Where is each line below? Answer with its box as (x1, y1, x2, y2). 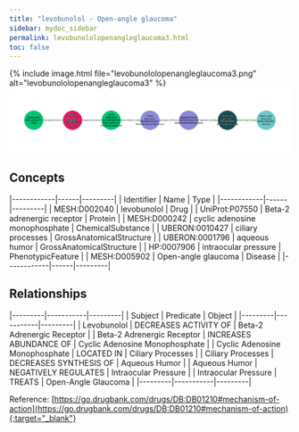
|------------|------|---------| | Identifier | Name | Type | (9, 194, 216, 204)
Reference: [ (9, 394, 55, 404)
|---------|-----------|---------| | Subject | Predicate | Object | (9, 310, 237, 320)
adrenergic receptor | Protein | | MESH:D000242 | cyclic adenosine (9, 212, 256, 223)
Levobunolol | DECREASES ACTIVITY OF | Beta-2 (82, 320, 263, 330)
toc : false (9, 43, 50, 52)
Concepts (9, 170, 65, 186)
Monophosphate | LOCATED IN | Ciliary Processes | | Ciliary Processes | (9, 348, 274, 359)
